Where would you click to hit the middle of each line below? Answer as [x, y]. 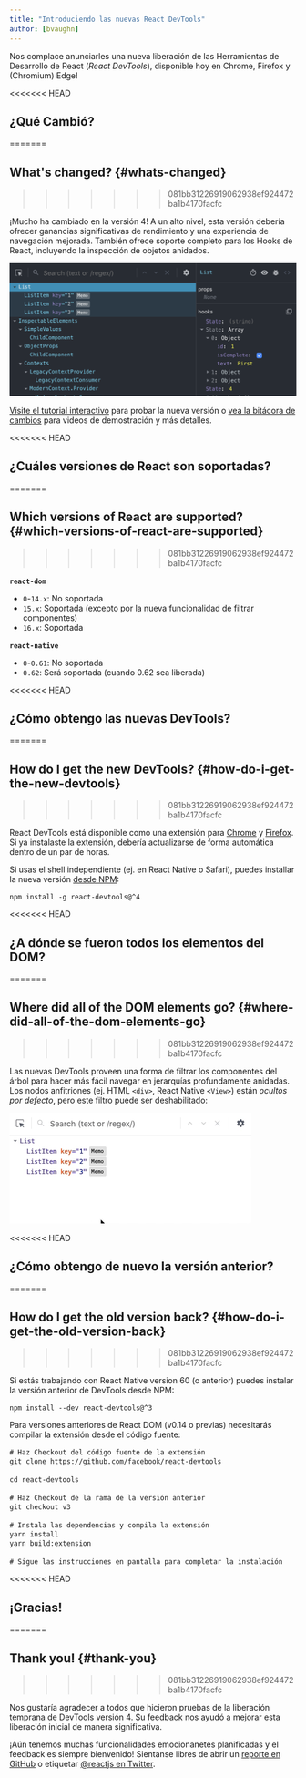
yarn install [34, 1535]
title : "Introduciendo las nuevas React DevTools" [107, 19]
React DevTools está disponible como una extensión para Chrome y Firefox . [152, 833]
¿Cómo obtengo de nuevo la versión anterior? [142, 1267]
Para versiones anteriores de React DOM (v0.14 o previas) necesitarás [141, 1425]
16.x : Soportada [53, 627]
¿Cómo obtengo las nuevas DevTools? [120, 719]
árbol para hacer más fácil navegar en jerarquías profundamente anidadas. [149, 1081]
